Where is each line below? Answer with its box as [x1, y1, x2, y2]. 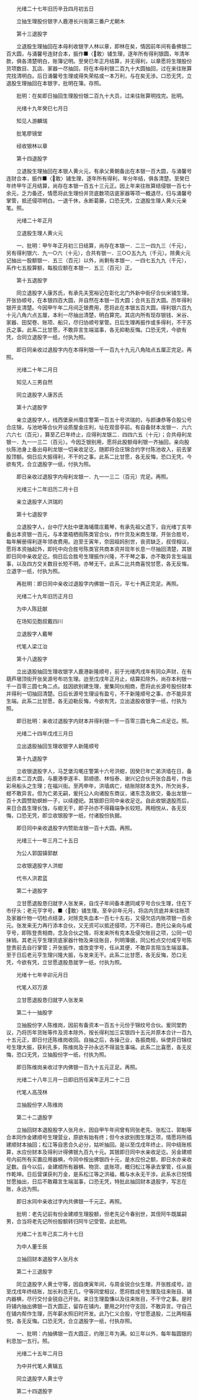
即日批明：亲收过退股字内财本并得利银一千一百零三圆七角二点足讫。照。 [16, 717, 192, 725]
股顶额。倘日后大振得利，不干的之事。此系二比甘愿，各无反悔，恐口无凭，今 [6, 453, 192, 460]
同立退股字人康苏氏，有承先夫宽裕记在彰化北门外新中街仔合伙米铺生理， [16, 289, 192, 296]
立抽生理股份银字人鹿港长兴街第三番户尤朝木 [16, 18, 125, 25]
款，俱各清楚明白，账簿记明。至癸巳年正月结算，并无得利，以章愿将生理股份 [6, 58, 192, 64]
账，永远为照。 [6, 1186, 42, 1192]
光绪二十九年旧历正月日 [16, 593, 74, 599]
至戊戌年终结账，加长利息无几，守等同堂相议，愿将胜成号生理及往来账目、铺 [6, 1288, 192, 1295]
